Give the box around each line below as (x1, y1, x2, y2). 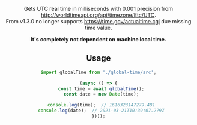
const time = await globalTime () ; (58, 85, 145, 92)
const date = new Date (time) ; (63, 91, 139, 97)
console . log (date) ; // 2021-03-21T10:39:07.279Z (37, 108, 165, 114)
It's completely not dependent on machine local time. (30, 36, 167, 43)
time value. (85, 24, 112, 31)
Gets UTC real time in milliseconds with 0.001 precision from (23, 5, 174, 12)
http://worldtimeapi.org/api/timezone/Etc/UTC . (40, 11, 157, 19)
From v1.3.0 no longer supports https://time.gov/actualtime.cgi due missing (5, 18, 192, 25)
